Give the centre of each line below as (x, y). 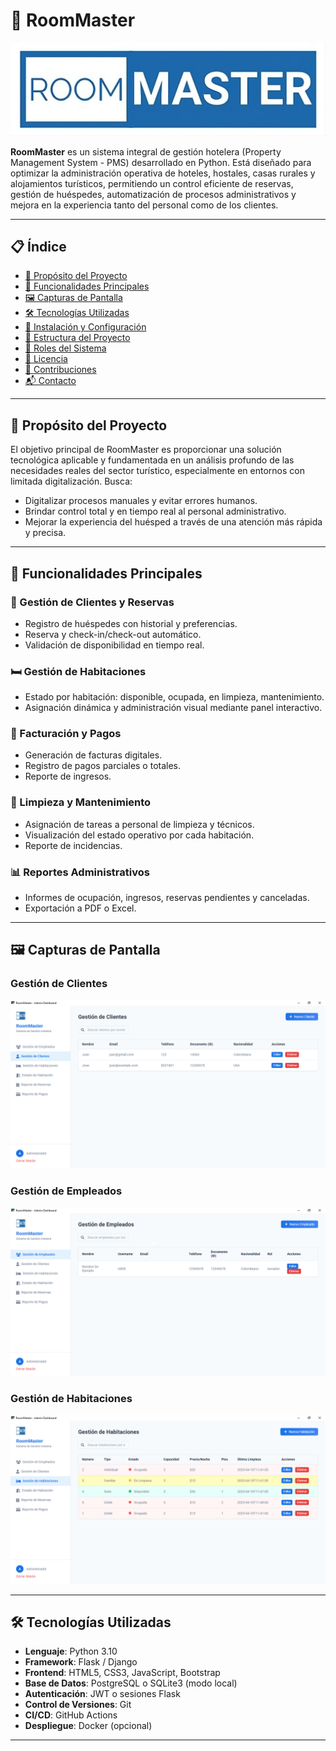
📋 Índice (38, 246)
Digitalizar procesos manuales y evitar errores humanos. (141, 501)
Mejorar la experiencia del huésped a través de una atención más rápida (173, 522)
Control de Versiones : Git (78, 1705)
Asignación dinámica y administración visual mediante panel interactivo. (173, 708)
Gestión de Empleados (66, 1191)
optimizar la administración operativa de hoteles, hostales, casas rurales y (163, 173)
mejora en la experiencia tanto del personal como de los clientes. (144, 205)
